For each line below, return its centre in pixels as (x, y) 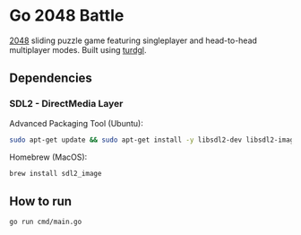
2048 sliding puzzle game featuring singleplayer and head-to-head (133, 40)
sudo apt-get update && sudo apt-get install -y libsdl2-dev (126, 140)
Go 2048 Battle (67, 16)
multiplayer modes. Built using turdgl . (78, 49)
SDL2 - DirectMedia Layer (66, 104)
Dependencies (51, 78)
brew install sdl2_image (56, 173)
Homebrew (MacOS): (48, 157)
